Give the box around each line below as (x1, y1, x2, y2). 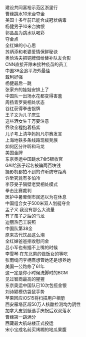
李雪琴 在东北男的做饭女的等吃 (5, 251, 68, 257)
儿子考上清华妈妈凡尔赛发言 (5, 131, 62, 136)
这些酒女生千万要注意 (5, 118, 49, 124)
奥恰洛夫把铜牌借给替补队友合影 (5, 55, 71, 61)
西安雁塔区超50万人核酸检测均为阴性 (5, 301, 81, 307)
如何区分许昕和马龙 (5, 143, 45, 149)
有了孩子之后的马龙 (5, 213, 45, 219)
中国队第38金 (5, 225, 33, 231)
